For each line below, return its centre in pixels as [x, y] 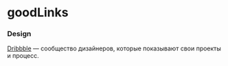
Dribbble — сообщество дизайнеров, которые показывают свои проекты [114, 48]
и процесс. [23, 56]
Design [19, 34]
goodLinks [38, 13]
